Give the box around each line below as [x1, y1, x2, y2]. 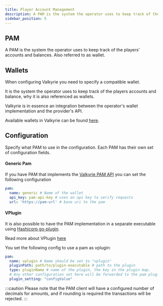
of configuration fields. [5, 149, 51, 155]
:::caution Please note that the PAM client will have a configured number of [5, 285, 154, 291]
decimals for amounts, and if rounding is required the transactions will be [5, 290, 151, 296]
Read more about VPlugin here [5, 235, 66, 241]
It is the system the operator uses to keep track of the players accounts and [5, 88, 157, 94]
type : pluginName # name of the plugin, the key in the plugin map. [9, 268, 151, 273]
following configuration [5, 177, 51, 182]
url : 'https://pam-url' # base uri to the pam [9, 199, 105, 204]
